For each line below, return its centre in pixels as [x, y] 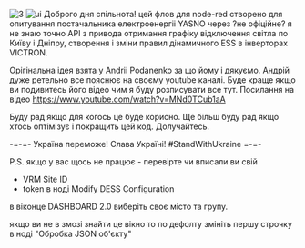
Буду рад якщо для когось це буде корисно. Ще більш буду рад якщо [144, 117]
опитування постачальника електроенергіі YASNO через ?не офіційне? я [151, 24]
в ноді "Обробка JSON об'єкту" [71, 233]
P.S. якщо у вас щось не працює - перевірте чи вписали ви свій [133, 162]
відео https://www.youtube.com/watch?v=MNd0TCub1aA [117, 99]
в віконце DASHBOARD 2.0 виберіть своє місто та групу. [119, 206]
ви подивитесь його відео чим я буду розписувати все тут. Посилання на [152, 89]
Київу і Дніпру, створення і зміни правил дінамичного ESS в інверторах [149, 43]
